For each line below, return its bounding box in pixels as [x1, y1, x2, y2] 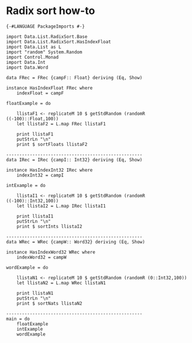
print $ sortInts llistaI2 [16, 223, 83, 229]
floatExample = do [6, 100, 51, 106]
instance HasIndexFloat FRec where [6, 85, 93, 91]
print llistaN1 [16, 290, 54, 296]
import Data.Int [6, 59, 46, 65]
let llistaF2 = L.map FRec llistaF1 [16, 121, 107, 127]
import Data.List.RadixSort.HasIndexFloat [6, 39, 111, 45]
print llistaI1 [16, 213, 54, 219]
